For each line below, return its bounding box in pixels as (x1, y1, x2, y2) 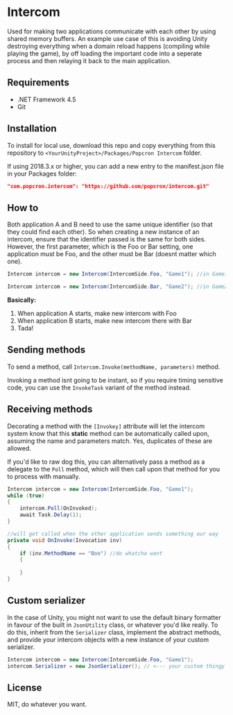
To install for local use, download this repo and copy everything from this (7, 141, 216, 149)
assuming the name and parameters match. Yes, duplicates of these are (7, 437, 213, 445)
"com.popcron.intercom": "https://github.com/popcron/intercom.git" (7, 183, 209, 190)
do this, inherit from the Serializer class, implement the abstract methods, (7, 628, 221, 636)
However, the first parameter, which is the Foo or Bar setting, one (7, 242, 193, 251)
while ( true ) (7, 492, 45, 499)
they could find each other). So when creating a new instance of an (7, 228, 200, 236)
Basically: (7, 296, 37, 304)
